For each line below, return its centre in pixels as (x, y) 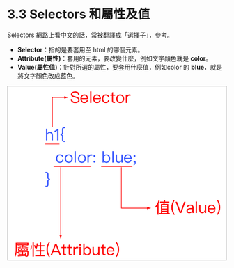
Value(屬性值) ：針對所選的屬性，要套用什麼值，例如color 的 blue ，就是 (120, 67)
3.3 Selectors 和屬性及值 (79, 14)
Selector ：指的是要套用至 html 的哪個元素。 (80, 49)
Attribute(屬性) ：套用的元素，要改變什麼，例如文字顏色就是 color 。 (115, 58)
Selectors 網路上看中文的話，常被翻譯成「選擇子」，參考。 (91, 35)
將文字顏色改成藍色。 (48, 76)
